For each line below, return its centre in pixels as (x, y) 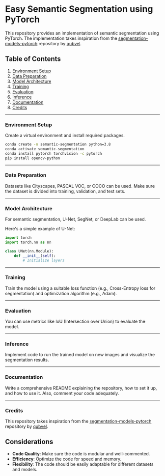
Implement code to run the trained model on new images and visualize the (80, 355)
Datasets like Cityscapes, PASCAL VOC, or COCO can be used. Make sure (80, 186)
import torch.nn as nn (28, 242)
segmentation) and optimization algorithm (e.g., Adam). (61, 293)
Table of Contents (33, 59)
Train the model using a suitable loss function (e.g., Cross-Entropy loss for (80, 288)
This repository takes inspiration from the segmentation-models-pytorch (78, 421)
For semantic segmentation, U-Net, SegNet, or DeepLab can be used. (76, 219)
